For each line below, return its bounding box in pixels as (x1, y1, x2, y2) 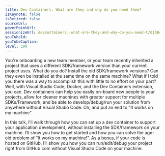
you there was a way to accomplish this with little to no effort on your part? (5, 78, 156, 84)
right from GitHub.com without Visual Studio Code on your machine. (5, 145, 143, 151)
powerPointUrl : (5, 26, 36, 31)
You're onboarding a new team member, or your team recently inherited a (5, 57, 154, 63)
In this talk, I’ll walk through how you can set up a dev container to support (5, 119, 156, 125)
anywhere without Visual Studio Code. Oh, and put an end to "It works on (5, 104, 153, 110)
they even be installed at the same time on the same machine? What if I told (5, 73, 158, 79)
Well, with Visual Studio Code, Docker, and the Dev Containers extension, (5, 83, 154, 89)
